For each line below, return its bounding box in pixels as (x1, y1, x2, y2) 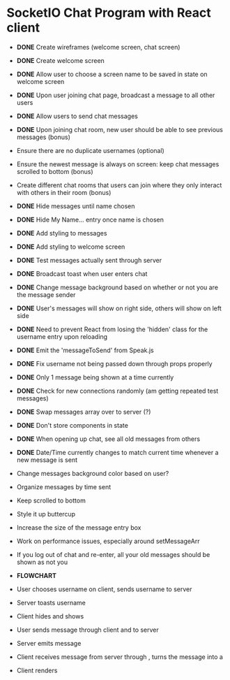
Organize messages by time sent (16, 482, 112, 491)
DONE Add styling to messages (16, 229, 107, 237)
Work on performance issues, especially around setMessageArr (16, 537, 200, 545)
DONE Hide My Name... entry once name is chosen (16, 215, 164, 224)
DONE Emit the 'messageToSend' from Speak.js (16, 346, 154, 354)
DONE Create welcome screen (16, 56, 105, 64)
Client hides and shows (16, 612, 84, 620)
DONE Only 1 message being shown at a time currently (16, 372, 174, 382)
